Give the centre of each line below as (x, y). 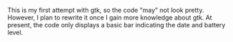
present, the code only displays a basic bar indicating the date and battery (116, 25)
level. (15, 32)
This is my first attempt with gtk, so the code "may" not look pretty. (106, 10)
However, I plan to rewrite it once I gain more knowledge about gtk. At (110, 17)
